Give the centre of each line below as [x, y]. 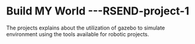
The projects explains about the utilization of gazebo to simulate [86, 28]
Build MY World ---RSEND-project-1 [98, 11]
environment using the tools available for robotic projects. [78, 34]
